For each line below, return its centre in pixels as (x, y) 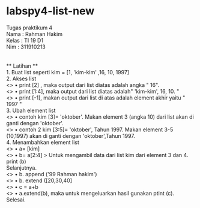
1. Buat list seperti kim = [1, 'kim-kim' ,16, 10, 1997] (68, 72)
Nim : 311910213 (26, 47)
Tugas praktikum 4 (29, 28)
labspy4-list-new (50, 11)
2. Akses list (21, 79)
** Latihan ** (22, 66)
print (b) (16, 161)
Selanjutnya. (22, 168)
